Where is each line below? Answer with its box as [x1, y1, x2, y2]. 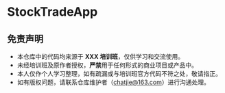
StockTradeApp [7, 4, 98, 20]
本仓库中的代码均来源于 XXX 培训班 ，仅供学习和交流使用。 [16, 53, 185, 60]
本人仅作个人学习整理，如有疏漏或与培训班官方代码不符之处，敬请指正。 [16, 70, 222, 77]
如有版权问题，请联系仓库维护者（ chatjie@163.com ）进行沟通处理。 [16, 78, 211, 86]
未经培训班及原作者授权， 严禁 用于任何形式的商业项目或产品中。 [16, 61, 198, 69]
